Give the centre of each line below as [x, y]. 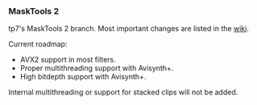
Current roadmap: [38, 44]
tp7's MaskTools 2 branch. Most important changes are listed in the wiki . [129, 29]
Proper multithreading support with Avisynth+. [97, 68]
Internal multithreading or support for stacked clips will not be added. [123, 92]
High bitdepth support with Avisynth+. [83, 77]
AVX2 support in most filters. [68, 60]
